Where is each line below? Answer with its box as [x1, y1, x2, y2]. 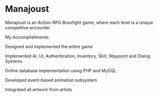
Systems [5, 58, 23, 64]
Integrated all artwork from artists [5, 86, 72, 92]
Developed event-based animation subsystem [5, 77, 97, 83]
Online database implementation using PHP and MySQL [5, 67, 117, 74]
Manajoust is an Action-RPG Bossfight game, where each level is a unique [5, 19, 153, 25]
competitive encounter [5, 24, 51, 30]
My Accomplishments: [5, 34, 50, 40]
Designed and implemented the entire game [5, 43, 93, 49]
